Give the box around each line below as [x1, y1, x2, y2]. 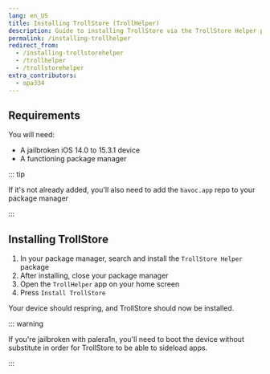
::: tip [8, 169, 26, 179]
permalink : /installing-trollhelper [8, 34, 131, 43]
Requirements [8, 108, 80, 122]
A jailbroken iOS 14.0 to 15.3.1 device [19, 145, 141, 155]
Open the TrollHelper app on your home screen [19, 279, 180, 289]
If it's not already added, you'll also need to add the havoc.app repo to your [8, 185, 256, 195]
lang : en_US [8, 11, 48, 20]
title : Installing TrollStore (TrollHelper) [8, 19, 160, 27]
